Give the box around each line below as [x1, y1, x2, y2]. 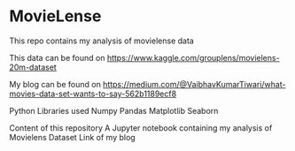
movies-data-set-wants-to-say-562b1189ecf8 [9, 88, 177, 99]
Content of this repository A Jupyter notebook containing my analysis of [9, 122, 273, 133]
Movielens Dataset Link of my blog [9, 132, 136, 142]
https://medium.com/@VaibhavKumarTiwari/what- [103, 79, 286, 89]
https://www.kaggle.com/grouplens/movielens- [106, 52, 281, 63]
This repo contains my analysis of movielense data [9, 35, 195, 46]
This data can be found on [9, 52, 105, 63]
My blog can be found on [9, 79, 102, 89]
